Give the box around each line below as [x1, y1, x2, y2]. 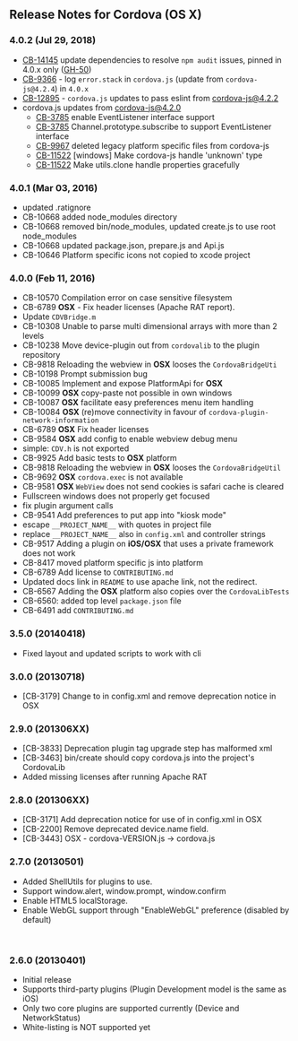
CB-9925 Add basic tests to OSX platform [21, 453, 177, 464]
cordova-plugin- [209, 408, 269, 418]
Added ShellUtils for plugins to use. [21, 876, 153, 887]
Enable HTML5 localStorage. [21, 895, 128, 906]
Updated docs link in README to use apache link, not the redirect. [21, 577, 258, 587]
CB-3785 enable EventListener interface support [35, 111, 215, 122]
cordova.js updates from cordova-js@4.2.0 [21, 102, 182, 113]
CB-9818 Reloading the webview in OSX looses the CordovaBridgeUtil [21, 462, 282, 473]
